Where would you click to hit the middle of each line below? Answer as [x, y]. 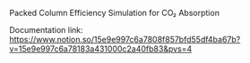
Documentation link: [46, 30]
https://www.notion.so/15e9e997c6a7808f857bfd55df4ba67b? [125, 39]
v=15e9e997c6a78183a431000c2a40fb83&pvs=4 [101, 49]
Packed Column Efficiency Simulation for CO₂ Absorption [114, 13]
